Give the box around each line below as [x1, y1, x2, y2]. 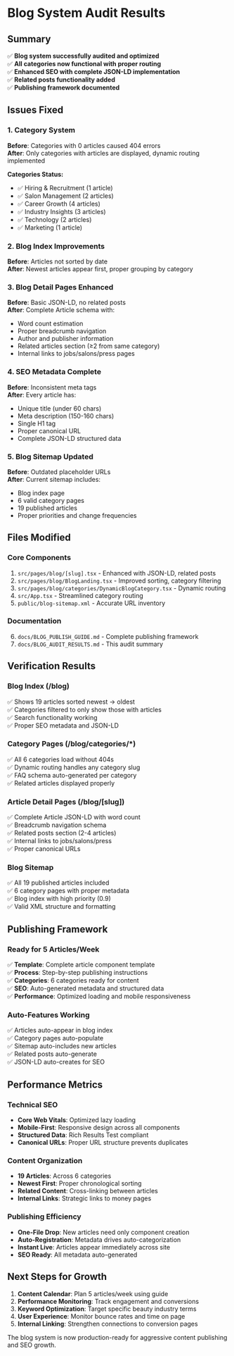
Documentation [7, 616, 62, 626]
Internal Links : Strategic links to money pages [17, 1194, 152, 1202]
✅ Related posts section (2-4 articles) [7, 829, 117, 838]
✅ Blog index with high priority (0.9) [7, 895, 111, 903]
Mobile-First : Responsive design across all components [17, 1124, 181, 1132]
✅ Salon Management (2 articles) [17, 192, 114, 200]
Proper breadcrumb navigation [17, 327, 107, 335]
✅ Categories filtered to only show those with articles [7, 705, 162, 714]
